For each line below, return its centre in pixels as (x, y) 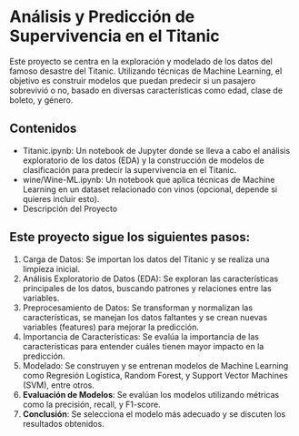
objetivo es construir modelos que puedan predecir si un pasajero (133, 80)
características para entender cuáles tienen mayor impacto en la (143, 346)
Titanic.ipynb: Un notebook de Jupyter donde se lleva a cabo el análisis (156, 150)
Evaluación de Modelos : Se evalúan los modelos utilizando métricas (151, 394)
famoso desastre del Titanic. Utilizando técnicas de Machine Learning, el (146, 71)
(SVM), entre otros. (59, 385)
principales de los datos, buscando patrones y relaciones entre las (147, 288)
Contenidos (43, 129)
